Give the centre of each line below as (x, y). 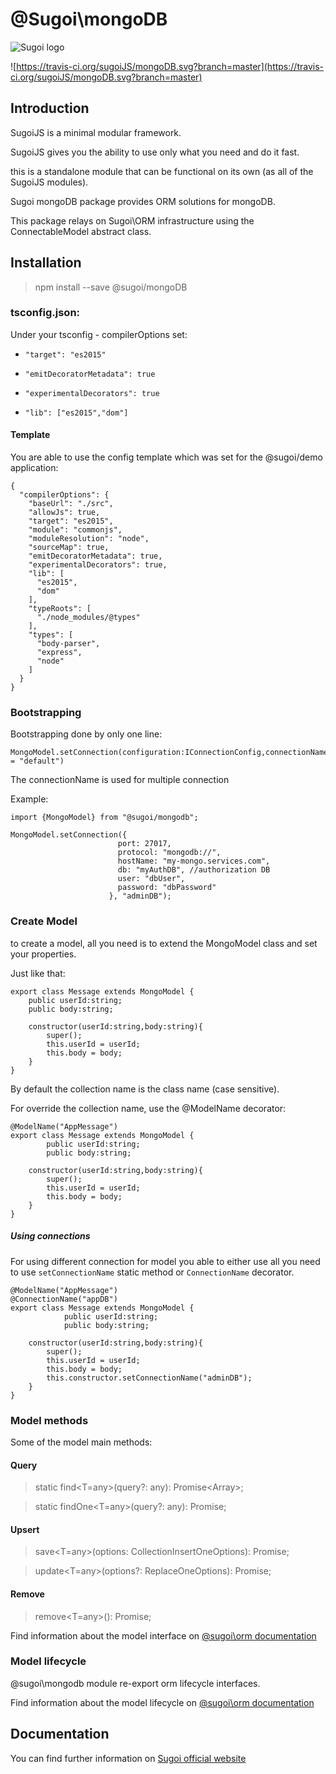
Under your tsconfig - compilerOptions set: (99, 334)
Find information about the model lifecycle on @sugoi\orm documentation (162, 1702)
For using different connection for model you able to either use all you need (165, 1261)
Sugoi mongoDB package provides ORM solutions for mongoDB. (143, 201)
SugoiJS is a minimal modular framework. (96, 132)
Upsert (25, 1529)
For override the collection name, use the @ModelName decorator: (148, 1108)
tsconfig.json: (45, 313)
